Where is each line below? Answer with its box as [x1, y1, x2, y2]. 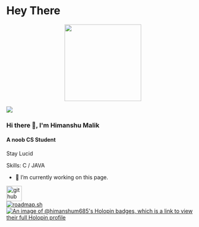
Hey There [6, 4, 61, 18]
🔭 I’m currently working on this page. [15, 174, 108, 181]
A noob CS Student [6, 136, 56, 144]
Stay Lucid [6, 150, 34, 157]
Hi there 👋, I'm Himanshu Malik [6, 121, 100, 129]
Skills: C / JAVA [6, 162, 45, 169]
